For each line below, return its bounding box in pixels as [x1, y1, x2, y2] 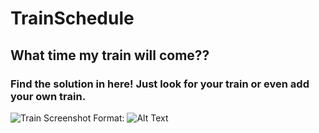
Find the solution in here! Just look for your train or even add [10, 77, 310, 91]
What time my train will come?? [10, 47, 210, 64]
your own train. [10, 89, 87, 103]
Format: [93, 112, 125, 124]
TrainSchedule [10, 7, 135, 30]
